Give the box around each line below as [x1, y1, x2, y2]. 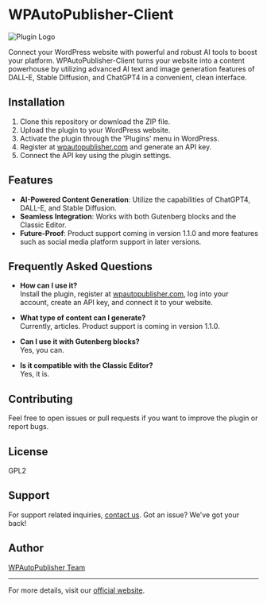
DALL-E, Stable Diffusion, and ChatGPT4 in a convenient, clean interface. [8, 72, 248, 82]
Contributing [8, 392, 73, 406]
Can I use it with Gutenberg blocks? [19, 337, 141, 346]
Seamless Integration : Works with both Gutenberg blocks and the [19, 211, 237, 221]
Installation [8, 95, 65, 109]
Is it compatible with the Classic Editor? [19, 361, 153, 370]
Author [8, 542, 44, 555]
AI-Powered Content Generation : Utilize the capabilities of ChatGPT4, [19, 195, 250, 204]
